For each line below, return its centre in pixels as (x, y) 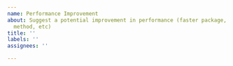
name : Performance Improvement (53, 14)
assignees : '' (28, 46)
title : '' (22, 33)
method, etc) (33, 26)
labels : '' (23, 40)
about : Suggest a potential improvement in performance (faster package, (117, 20)
